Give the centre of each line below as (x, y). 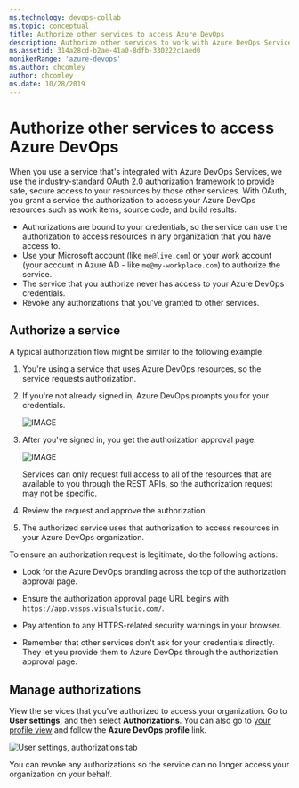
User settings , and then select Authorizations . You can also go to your (140, 721)
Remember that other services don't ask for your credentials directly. (148, 643)
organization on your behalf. (61, 774)
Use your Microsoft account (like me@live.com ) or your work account (147, 255)
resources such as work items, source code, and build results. (123, 209)
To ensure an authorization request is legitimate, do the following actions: (144, 554)
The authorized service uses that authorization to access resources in (150, 528)
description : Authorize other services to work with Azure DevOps (135, 42)
